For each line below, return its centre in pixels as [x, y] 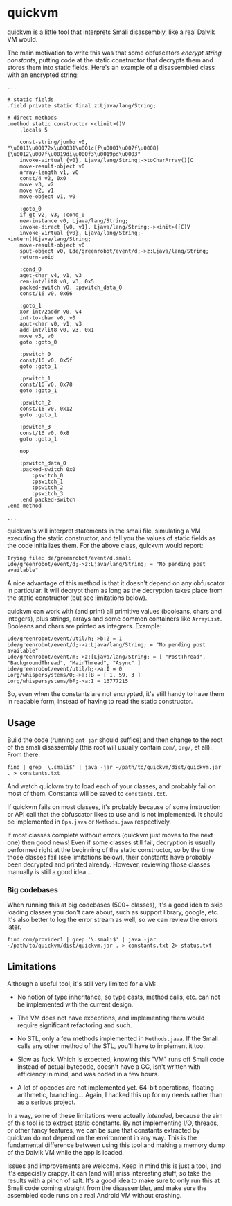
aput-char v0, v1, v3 [51, 323]
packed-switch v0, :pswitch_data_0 [71, 287]
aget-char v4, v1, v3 [51, 275]
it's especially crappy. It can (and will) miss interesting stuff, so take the [109, 1173]
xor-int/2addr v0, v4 [51, 312]
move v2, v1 [37, 190]
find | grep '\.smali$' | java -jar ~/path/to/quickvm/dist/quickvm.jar [114, 767]
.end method [24, 506]
